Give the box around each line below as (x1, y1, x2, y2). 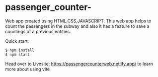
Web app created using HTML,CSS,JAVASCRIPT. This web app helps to (5, 18, 152, 24)
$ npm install (5, 48, 35, 53)
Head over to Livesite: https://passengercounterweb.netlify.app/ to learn (5, 61, 153, 67)
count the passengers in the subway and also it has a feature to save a (5, 23, 150, 29)
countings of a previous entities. (5, 28, 71, 34)
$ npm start (5, 52, 30, 57)
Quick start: (5, 38, 29, 44)
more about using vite (5, 66, 50, 72)
